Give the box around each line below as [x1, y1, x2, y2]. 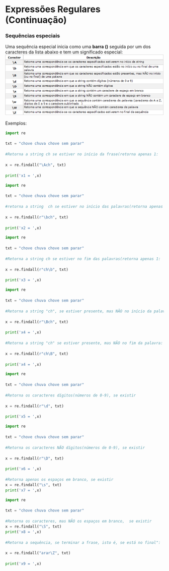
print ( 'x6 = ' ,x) [5, 467, 42, 472]
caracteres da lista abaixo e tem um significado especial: [5, 49, 123, 55]
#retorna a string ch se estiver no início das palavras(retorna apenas [5, 204, 163, 209]
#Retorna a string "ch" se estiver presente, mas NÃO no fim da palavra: [5, 340, 163, 346]
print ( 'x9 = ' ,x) [5, 561, 42, 566]
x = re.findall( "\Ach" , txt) [5, 162, 66, 167]
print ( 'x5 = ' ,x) [5, 414, 42, 419]
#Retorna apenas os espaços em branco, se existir [5, 477, 114, 482]
